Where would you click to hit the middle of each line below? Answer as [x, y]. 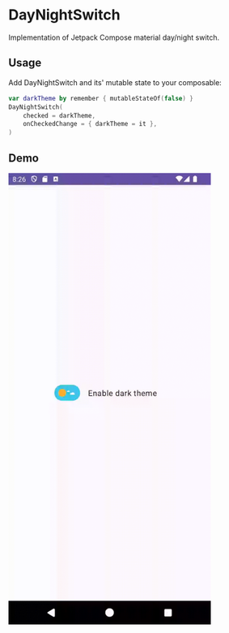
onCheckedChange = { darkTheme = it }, [90, 124]
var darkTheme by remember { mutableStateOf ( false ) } [101, 98]
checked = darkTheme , [59, 115]
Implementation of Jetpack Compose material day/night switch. [114, 37]
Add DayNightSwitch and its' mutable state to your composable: [115, 82]
